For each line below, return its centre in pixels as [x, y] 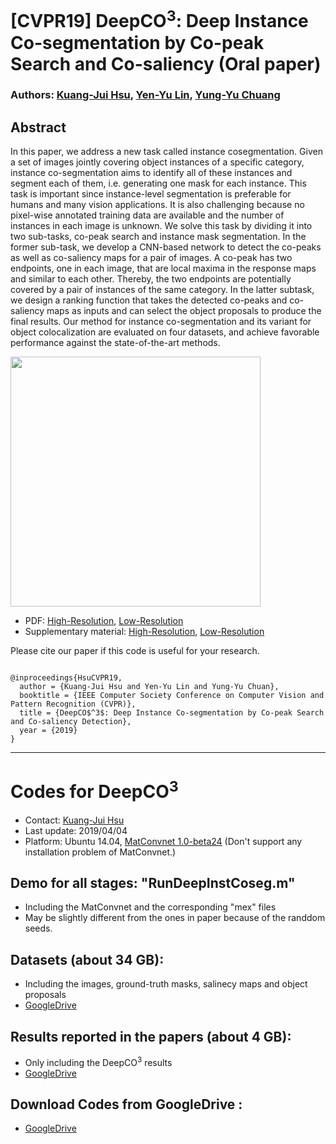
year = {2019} [48, 731]
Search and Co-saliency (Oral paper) [166, 63]
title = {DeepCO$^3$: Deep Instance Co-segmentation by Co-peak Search [172, 713]
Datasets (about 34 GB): [87, 959]
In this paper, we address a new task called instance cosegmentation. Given [166, 152]
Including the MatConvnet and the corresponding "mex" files [150, 907]
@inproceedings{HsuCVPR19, [66, 678]
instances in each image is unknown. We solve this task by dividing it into [161, 226]
